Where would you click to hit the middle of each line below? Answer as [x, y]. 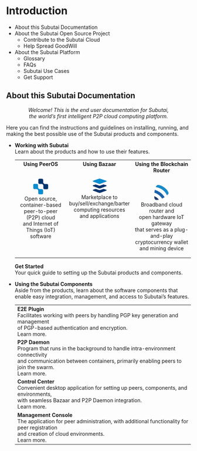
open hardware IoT [162, 217]
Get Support [38, 77]
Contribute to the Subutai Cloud [62, 39]
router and [162, 211]
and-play [162, 236]
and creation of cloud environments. [61, 433]
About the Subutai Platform [47, 52]
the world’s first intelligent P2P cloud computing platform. [98, 116]
